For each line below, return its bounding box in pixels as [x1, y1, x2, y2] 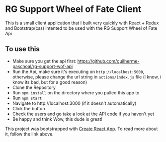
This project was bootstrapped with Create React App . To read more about [5, 126, 158, 132]
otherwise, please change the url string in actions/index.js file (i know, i [12, 73, 162, 80]
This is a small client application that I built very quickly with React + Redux [5, 20, 159, 26]
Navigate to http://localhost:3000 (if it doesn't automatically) [12, 100, 137, 106]
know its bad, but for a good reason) [12, 79, 87, 85]
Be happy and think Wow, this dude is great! [12, 116, 103, 122]
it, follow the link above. [5, 131, 54, 137]
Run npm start [12, 95, 42, 101]
